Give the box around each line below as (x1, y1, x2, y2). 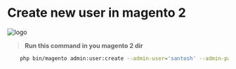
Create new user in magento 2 (7, 5, 186, 21)
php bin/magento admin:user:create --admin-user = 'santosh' (20, 54, 197, 62)
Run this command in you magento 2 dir (24, 41, 143, 49)
